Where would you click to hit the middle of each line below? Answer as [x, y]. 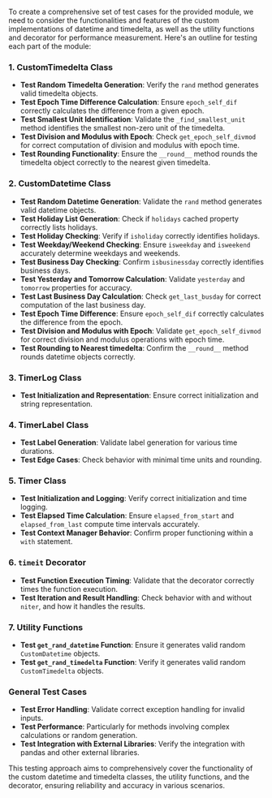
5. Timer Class [37, 481]
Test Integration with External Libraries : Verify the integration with [132, 744]
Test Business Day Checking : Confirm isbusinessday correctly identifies [142, 261]
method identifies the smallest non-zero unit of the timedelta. [123, 128]
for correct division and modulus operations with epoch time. [122, 339]
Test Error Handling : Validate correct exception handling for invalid [132, 710]
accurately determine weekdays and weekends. [100, 253]
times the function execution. [69, 589]
